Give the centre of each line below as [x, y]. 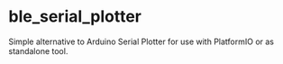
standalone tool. [38, 50]
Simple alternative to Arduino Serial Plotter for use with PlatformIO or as [141, 41]
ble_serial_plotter [75, 17]
